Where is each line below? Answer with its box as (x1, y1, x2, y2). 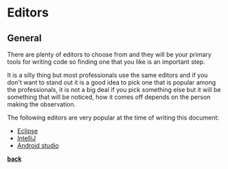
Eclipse (16, 127, 38, 135)
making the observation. (7, 100, 76, 108)
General (7, 32, 43, 44)
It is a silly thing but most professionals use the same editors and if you (7, 71, 208, 79)
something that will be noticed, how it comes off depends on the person (7, 93, 211, 101)
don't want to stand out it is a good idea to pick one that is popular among (7, 78, 216, 87)
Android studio (16, 142, 60, 149)
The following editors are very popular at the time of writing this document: (7, 113, 220, 122)
